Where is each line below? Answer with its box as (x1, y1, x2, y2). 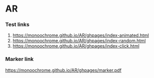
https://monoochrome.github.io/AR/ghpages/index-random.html (12, 38, 146, 44)
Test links (5, 21, 30, 28)
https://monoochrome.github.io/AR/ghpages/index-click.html (12, 43, 140, 49)
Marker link (5, 56, 34, 63)
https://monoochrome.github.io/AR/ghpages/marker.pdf (5, 67, 122, 73)
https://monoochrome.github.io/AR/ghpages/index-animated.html (12, 32, 149, 38)
